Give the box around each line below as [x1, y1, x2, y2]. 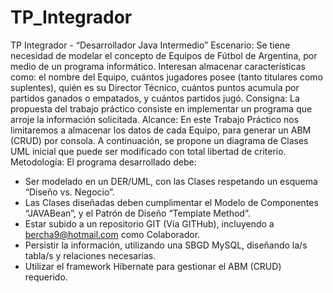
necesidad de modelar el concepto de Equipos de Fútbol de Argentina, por [10, 49, 318, 61]
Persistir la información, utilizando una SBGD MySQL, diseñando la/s [24, 239, 308, 251]
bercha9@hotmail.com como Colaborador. [24, 228, 201, 240]
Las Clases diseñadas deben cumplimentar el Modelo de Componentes [24, 196, 319, 208]
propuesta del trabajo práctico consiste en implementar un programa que [10, 102, 313, 115]
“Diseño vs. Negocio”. [24, 186, 115, 198]
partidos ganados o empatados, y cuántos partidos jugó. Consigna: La [10, 92, 300, 104]
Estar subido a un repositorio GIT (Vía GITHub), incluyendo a [24, 217, 275, 230]
